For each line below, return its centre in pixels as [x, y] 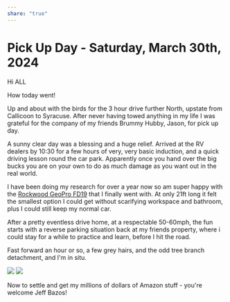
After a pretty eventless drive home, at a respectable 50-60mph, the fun [110, 222]
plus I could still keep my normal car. [60, 209]
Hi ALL [17, 82]
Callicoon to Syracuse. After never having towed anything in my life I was [112, 115]
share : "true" [28, 13]
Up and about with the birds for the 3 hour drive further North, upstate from [115, 108]
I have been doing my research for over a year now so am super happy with [115, 187]
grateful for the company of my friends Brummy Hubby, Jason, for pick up [113, 123]
